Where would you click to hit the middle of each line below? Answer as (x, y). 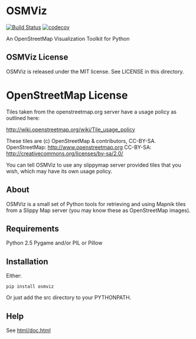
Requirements (32, 229)
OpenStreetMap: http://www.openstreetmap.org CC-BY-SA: (79, 147)
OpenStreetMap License (67, 95)
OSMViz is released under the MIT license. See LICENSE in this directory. (95, 71)
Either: (14, 276)
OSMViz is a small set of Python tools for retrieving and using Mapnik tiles (96, 204)
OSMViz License (37, 57)
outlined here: (23, 118)
